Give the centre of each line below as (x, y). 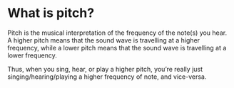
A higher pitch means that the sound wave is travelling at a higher (104, 40)
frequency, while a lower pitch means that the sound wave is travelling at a (117, 48)
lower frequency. (32, 55)
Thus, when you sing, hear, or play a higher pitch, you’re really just (105, 69)
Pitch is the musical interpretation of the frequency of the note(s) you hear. (117, 33)
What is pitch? (51, 13)
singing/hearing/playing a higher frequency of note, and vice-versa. (107, 77)
